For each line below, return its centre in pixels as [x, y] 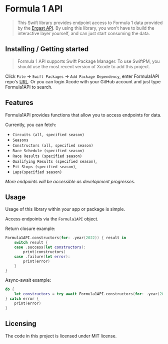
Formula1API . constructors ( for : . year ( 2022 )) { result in [66, 238]
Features [19, 103]
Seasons [20, 140]
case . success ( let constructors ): [50, 247]
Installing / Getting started [47, 49]
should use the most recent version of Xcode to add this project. [84, 66]
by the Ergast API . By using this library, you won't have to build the [86, 28]
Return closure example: [30, 228]
